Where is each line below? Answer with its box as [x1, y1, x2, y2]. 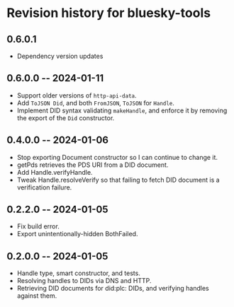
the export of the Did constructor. [16, 113, 115, 122]
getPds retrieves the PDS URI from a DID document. [16, 161, 169, 169]
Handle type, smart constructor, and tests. [16, 269, 141, 277]
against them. [16, 291, 57, 300]
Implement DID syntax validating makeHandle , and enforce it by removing [16, 106, 228, 115]
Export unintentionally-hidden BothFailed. [16, 230, 138, 238]
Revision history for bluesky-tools [6, 5, 211, 21]
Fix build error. [16, 222, 60, 231]
